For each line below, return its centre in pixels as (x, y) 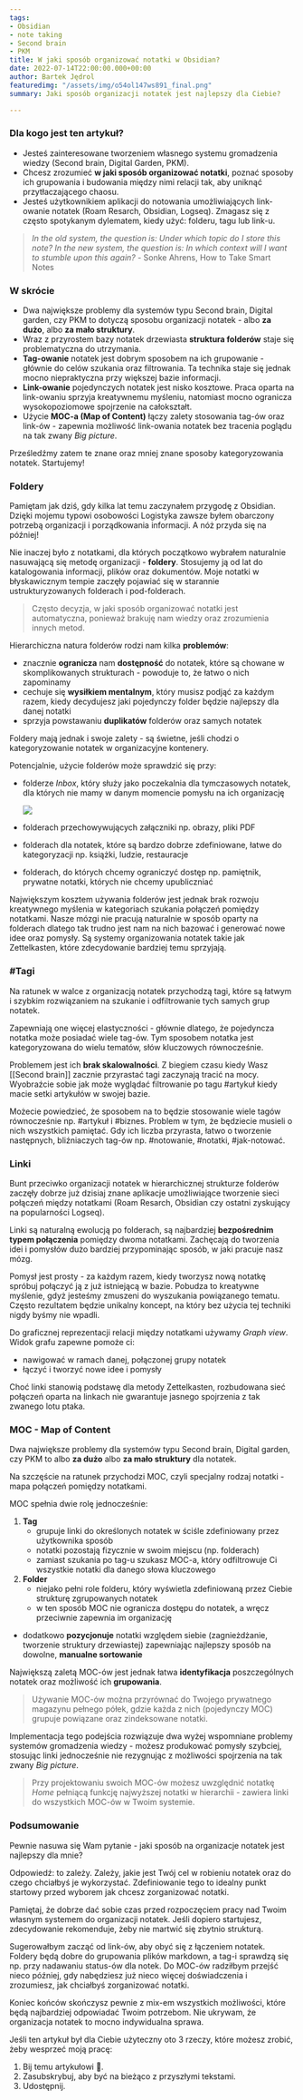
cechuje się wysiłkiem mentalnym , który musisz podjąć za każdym (148, 692)
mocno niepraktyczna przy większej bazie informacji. (122, 378)
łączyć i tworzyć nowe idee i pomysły (92, 1369)
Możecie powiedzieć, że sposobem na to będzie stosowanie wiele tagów (145, 1111)
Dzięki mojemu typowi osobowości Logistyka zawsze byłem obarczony (142, 516)
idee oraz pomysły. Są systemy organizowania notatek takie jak (128, 938)
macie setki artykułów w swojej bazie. (80, 1093)
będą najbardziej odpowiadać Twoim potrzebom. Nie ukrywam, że (133, 2012)
